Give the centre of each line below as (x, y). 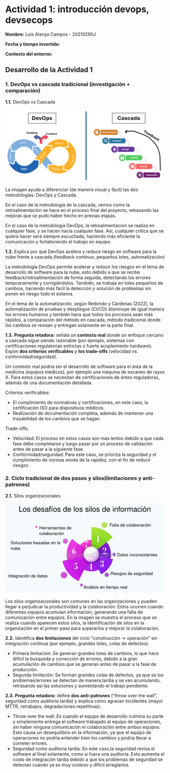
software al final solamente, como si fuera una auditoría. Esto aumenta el (88, 754)
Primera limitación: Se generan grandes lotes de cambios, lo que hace (86, 654)
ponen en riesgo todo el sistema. (39, 294)
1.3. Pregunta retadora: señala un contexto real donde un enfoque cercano (84, 335)
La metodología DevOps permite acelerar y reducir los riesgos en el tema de (85, 267)
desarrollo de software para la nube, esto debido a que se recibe (73, 272)
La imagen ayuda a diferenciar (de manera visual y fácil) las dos (72, 190)
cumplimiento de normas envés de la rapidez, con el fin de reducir (81, 460)
